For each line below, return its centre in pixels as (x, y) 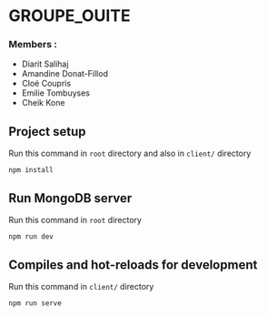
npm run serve (35, 303)
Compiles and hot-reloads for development (133, 265)
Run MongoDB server (70, 198)
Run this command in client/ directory (81, 286)
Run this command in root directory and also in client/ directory (130, 153)
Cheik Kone (43, 103)
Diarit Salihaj (45, 64)
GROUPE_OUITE (69, 16)
